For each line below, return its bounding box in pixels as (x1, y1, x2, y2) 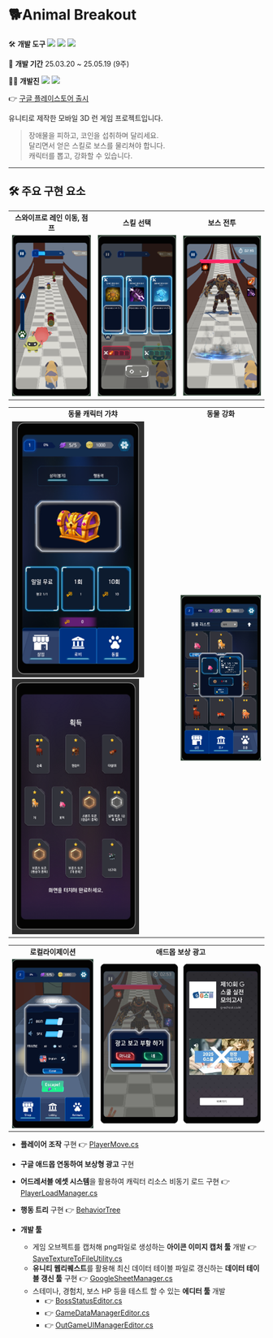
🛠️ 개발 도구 (8, 39, 46, 49)
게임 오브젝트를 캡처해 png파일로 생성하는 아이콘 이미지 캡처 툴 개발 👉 (32, 1242, 258, 1252)
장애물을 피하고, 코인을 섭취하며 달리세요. (28, 130, 159, 140)
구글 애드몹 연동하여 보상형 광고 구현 (19, 1159, 135, 1169)
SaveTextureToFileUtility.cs (32, 1254, 123, 1263)
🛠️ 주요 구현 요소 (8, 184, 86, 198)
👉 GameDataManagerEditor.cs (44, 1308, 150, 1318)
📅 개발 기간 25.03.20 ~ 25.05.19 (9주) (8, 58, 130, 68)
